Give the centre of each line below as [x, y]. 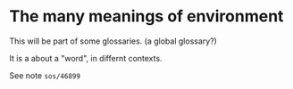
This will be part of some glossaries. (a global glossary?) [113, 41]
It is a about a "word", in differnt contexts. [86, 58]
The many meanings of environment [146, 16]
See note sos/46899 [45, 75]
